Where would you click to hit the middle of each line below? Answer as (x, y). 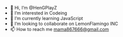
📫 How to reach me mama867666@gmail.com (59, 29)
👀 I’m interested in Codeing (39, 13)
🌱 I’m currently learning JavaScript (46, 18)
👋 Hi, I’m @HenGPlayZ (33, 8)
